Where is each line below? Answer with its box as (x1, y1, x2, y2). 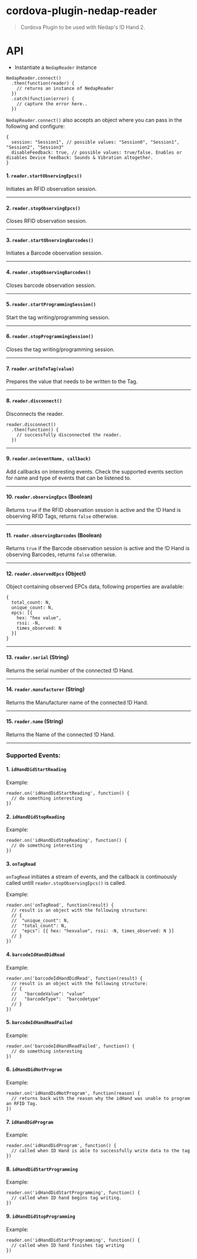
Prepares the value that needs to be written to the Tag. (6, 378, 138, 385)
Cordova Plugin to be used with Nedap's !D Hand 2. (20, 24, 145, 31)
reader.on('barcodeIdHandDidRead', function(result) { (6, 975, 143, 982)
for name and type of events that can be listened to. (6, 474, 131, 481)
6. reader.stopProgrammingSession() (6, 333, 94, 340)
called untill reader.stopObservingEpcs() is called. (6, 880, 127, 887)
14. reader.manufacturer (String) (6, 686, 85, 693)
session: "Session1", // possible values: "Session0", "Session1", (11, 139, 180, 145)
